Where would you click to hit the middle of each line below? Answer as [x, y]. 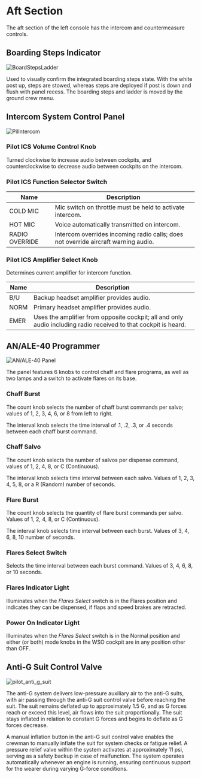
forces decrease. [27, 725]
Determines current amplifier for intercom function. [69, 273]
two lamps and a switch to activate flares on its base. [71, 378]
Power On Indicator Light [43, 623]
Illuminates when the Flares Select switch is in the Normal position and [93, 636]
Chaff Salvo [24, 447]
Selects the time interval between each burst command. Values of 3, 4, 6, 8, [100, 566]
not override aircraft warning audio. [104, 242]
